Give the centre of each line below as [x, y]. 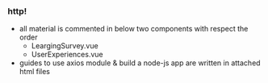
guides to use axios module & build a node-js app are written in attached [140, 63]
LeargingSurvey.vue [65, 46]
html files [34, 72]
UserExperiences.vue [67, 55]
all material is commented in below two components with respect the [134, 29]
